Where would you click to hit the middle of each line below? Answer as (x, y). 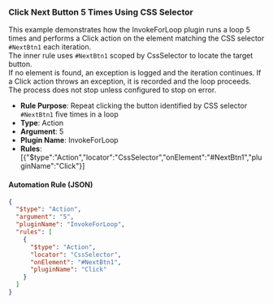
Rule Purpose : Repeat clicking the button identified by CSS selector (134, 106)
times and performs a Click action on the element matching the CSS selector (136, 38)
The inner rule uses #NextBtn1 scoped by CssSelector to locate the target (131, 56)
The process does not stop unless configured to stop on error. (113, 90)
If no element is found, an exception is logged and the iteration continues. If (135, 73)
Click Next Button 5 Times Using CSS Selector (101, 12)
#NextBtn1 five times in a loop (69, 114)
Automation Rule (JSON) (51, 184)
